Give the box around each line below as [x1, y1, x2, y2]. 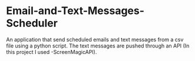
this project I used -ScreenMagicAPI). [6, 48, 97, 55]
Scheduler [6, 16, 58, 30]
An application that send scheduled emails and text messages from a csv [6, 36, 184, 43]
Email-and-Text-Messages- [6, 4, 145, 18]
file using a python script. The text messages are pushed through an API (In [6, 42, 190, 49]
